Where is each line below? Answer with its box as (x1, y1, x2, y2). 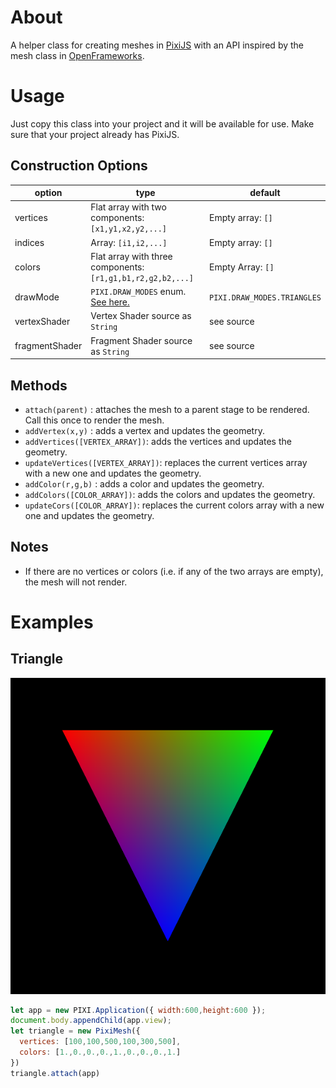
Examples (10, 611, 94, 633)
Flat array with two (90, 201, 167, 213)
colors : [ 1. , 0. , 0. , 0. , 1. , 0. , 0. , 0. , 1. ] (19, 1047, 182, 1057)
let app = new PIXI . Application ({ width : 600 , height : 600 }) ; (10, 1005, 267, 1015)
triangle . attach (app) (10, 1068, 101, 1078)
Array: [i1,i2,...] (90, 236, 168, 248)
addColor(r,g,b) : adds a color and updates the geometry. (24, 478, 265, 490)
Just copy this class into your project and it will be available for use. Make (10, 117, 315, 130)
